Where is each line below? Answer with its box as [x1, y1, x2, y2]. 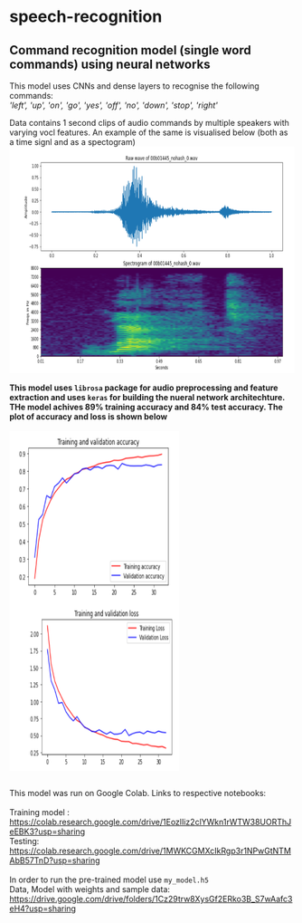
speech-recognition [9, 6, 163, 27]
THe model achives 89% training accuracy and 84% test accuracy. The [9, 401, 283, 412]
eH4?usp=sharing [9, 903, 77, 914]
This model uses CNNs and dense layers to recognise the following [9, 81, 260, 91]
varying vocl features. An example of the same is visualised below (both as [9, 127, 288, 138]
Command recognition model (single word [9, 43, 251, 58]
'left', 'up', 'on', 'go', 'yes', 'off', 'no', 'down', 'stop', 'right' [9, 100, 219, 111]
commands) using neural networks [9, 56, 211, 72]
